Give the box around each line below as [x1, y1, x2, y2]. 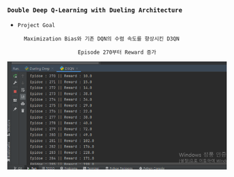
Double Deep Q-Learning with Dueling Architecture [7, 6, 182, 14]
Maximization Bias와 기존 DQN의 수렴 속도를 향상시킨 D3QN [24, 36, 180, 43]
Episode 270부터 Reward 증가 [77, 49, 157, 56]
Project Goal [17, 22, 56, 29]
